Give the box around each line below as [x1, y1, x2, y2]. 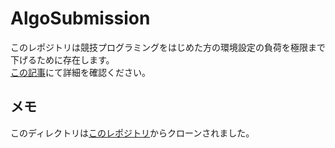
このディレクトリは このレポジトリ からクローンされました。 [10, 127, 255, 139]
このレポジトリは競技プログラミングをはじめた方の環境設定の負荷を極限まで [10, 41, 326, 53]
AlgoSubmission [10, 7, 151, 30]
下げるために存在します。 [10, 53, 115, 66]
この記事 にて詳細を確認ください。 [10, 66, 151, 78]
